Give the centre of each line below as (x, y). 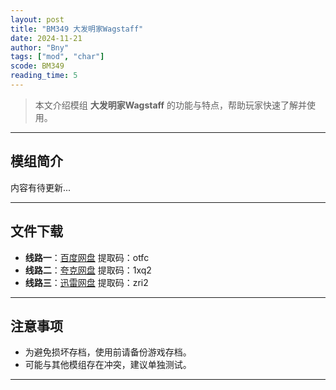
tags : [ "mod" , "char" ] (57, 57)
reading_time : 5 (44, 76)
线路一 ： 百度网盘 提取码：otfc (87, 257)
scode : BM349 (37, 66)
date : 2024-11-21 (46, 38)
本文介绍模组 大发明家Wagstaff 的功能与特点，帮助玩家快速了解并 (171, 105)
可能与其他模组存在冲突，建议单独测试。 (108, 365)
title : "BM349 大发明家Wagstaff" (77, 29)
